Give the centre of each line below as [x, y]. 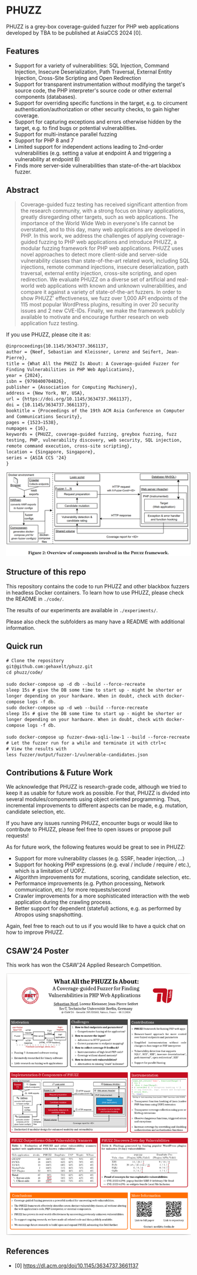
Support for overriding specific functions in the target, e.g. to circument [101, 103]
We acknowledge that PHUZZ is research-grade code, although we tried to [96, 787]
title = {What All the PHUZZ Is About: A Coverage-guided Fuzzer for [93, 363]
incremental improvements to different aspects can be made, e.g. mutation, [97, 806]
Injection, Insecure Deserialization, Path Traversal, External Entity [93, 72]
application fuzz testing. [50, 323]
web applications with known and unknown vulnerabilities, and [111, 285]
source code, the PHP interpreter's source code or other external [93, 90]
